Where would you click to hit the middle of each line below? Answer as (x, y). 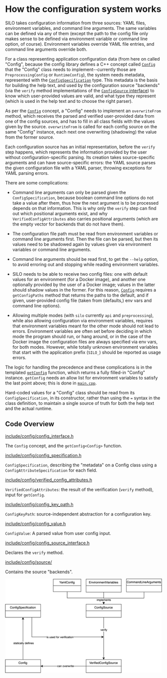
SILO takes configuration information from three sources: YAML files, (76, 23)
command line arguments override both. (46, 49)
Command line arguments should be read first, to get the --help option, (85, 259)
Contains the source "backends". (39, 572)
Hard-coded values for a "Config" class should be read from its (70, 392)
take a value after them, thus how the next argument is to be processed (85, 203)
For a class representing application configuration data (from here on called (83, 59)
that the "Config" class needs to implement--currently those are (71, 69)
